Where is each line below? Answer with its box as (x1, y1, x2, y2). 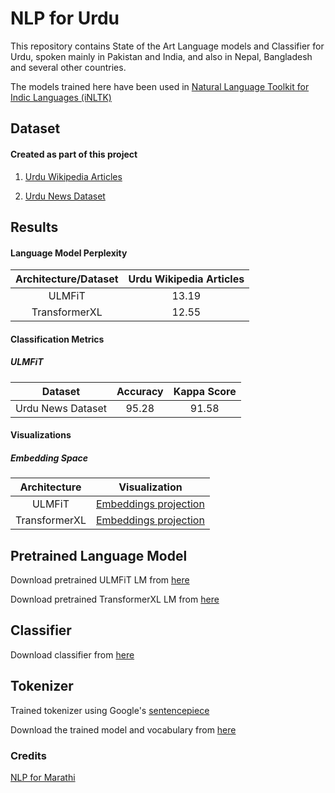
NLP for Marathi (10, 771, 76, 783)
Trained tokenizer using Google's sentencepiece (10, 704, 210, 716)
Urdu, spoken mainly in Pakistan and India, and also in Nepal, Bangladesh (10, 50, 313, 62)
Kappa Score (173, 384, 237, 398)
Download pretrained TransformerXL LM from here (10, 593, 220, 606)
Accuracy (116, 384, 164, 398)
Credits (10, 748, 47, 762)
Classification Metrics (10, 333, 105, 345)
